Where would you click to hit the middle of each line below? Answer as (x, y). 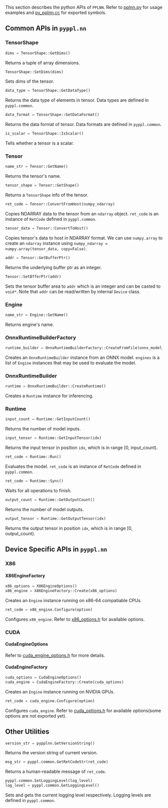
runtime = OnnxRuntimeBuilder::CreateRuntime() (56, 386)
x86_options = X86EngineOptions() (41, 586)
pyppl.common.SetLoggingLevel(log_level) (49, 781)
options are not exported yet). (36, 716)
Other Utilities (27, 732)
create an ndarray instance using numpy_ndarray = (56, 243)
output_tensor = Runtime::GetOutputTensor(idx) (56, 518)
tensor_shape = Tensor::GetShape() (42, 185)
